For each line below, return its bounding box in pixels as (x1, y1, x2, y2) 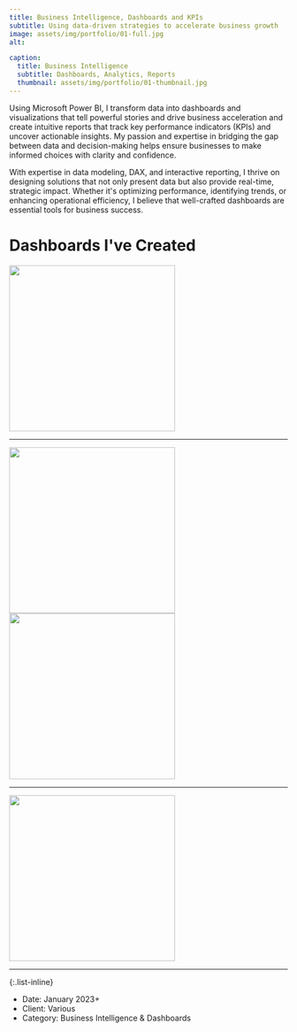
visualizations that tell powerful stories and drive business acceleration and (9, 112, 284, 122)
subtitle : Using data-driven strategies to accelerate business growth (9, 21, 278, 30)
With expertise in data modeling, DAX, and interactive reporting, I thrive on (9, 166, 280, 177)
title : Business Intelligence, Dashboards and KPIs (9, 12, 203, 22)
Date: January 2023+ (21, 993, 100, 1005)
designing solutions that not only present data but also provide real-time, (9, 176, 274, 187)
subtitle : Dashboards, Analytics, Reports (17, 70, 176, 80)
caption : (9, 54, 42, 63)
